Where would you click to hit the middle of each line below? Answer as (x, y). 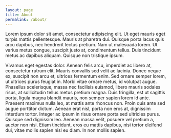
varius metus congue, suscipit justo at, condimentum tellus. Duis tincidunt (83, 50)
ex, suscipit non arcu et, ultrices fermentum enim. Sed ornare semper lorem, (86, 76)
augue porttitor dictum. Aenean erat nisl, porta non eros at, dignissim (78, 109)
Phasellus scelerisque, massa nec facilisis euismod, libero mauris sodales (83, 87)
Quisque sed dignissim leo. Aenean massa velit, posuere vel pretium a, (80, 120)
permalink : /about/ (26, 19)
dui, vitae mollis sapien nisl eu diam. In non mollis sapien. (66, 130)
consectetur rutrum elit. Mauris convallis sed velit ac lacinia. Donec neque (83, 71)
